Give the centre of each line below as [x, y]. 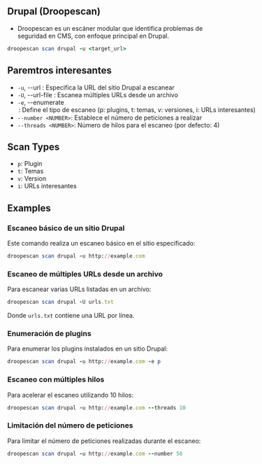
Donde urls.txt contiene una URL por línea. [71, 316]
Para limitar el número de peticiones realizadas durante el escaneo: [104, 441]
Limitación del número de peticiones [70, 426]
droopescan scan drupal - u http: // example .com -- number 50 [95, 454]
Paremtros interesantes [59, 70]
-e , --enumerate [41, 102]
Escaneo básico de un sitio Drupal [66, 228]
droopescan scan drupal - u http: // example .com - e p [84, 362]
